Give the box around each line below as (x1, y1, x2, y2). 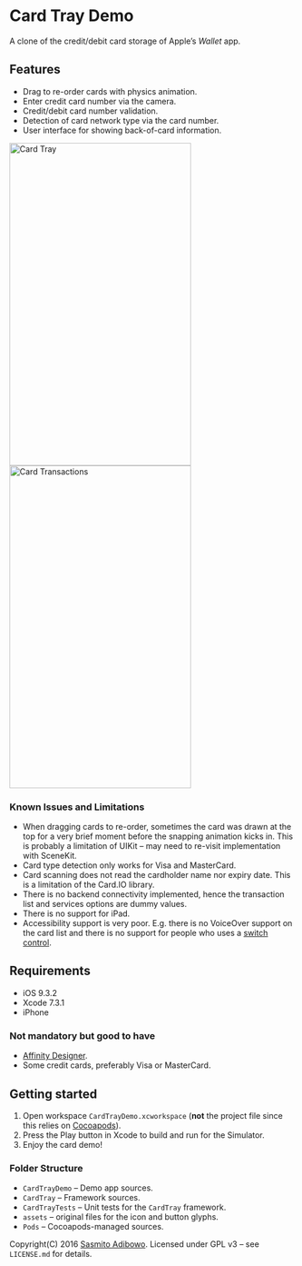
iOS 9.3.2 (22, 987, 57, 998)
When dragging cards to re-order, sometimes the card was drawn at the (22, 822, 292, 832)
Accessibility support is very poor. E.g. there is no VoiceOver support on (22, 918, 293, 929)
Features (9, 62, 61, 77)
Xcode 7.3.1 (22, 997, 65, 1008)
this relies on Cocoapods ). (22, 1120, 122, 1131)
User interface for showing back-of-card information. (22, 125, 222, 135)
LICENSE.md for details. (9, 1249, 93, 1260)
